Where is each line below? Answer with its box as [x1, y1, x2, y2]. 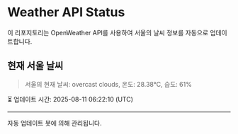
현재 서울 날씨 [7, 60, 64, 72]
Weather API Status [7, 4, 125, 20]
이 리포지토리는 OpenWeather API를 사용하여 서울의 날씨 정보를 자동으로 [7, 28, 209, 37]
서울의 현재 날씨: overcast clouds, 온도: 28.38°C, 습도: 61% [24, 80, 193, 88]
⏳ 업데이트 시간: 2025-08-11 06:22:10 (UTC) [7, 95, 133, 103]
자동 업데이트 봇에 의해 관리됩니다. [7, 118, 102, 127]
